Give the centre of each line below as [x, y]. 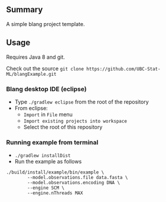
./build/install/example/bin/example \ [55, 172]
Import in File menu [48, 114]
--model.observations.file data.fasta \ [78, 178]
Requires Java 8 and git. [35, 57]
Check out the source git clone [45, 68]
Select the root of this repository [63, 127]
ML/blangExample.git [32, 74]
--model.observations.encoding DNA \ [74, 183]
